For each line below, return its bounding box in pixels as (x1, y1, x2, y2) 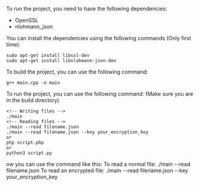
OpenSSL (14, 17, 39, 23)
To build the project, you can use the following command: (6, 68, 149, 75)
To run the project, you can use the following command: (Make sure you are (6, 90, 194, 97)
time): (6, 41, 21, 48)
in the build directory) (6, 97, 60, 103)
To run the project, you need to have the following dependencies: (6, 5, 168, 12)
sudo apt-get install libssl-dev (6, 53, 90, 59)
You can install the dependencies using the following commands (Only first (6, 35, 191, 41)
